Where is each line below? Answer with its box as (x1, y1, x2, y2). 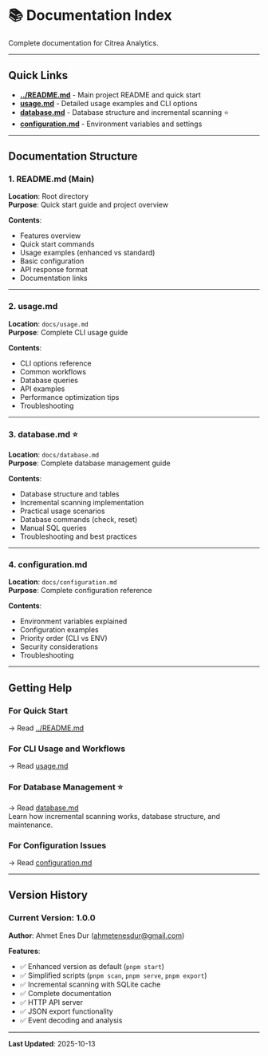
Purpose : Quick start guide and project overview (8, 200, 169, 210)
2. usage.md (8, 301, 58, 312)
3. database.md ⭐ (8, 429, 78, 440)
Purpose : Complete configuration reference (8, 586, 153, 595)
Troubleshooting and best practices (19, 532, 137, 541)
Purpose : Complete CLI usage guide (8, 327, 128, 337)
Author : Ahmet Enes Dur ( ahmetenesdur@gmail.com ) (8, 931, 185, 940)
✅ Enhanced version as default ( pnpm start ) (19, 961, 165, 971)
